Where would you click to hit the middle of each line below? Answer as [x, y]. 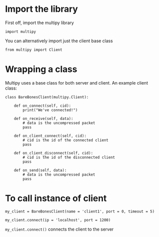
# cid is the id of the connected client [66, 140]
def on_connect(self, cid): [42, 106]
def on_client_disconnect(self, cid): [53, 153]
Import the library [41, 9]
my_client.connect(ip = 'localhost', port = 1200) [58, 220]
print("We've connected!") [50, 110]
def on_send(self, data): [40, 170]
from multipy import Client [34, 50]
